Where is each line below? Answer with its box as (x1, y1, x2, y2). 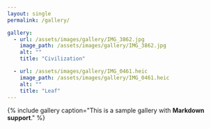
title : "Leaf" (19, 87, 61, 94)
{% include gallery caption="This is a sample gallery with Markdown (7, 106, 205, 115)
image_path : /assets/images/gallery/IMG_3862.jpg (19, 43, 167, 50)
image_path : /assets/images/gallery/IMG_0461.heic (19, 74, 170, 81)
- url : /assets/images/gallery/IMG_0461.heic (13, 68, 148, 75)
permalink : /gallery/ (7, 17, 70, 24)
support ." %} (7, 114, 45, 122)
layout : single (7, 10, 52, 17)
